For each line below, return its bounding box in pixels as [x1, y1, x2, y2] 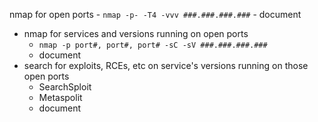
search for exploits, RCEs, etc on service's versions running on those [23, 60, 309, 71]
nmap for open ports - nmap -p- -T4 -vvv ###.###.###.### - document [9, 9, 302, 20]
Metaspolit [38, 92, 83, 103]
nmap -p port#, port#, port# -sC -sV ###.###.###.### [38, 40, 268, 50]
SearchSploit [38, 81, 92, 93]
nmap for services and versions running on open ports [23, 28, 249, 39]
